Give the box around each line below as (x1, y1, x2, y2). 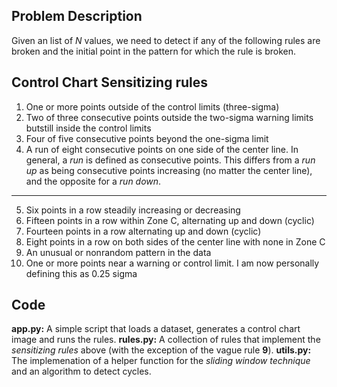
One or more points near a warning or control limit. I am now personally (25, 257, 320, 269)
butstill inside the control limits (25, 122, 152, 134)
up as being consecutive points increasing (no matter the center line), (25, 164, 313, 176)
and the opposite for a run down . (25, 175, 162, 187)
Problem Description (11, 8, 143, 25)
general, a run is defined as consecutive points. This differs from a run (25, 154, 316, 166)
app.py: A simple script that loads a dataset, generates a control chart (11, 323, 301, 335)
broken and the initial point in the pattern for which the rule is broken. (11, 45, 296, 57)
